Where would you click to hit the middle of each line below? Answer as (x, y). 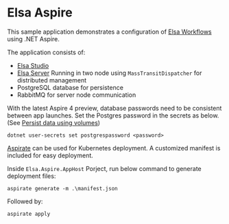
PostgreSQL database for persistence (70, 87)
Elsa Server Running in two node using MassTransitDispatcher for (109, 73)
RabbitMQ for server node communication (76, 95)
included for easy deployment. (50, 155)
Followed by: (25, 201)
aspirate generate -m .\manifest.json (62, 188)
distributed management (52, 80)
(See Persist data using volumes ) (54, 122)
